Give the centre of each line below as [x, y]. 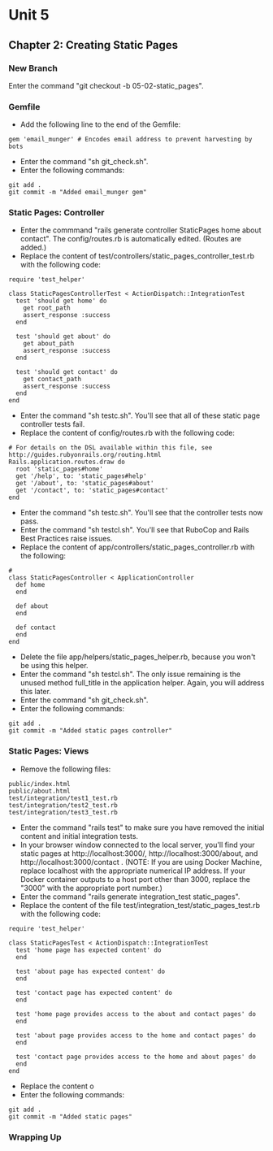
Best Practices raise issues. [66, 539]
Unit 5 [29, 15]
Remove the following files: [65, 769]
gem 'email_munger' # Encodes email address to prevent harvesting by [130, 140]
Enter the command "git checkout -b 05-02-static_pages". [106, 85]
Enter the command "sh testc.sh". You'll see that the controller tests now [141, 513]
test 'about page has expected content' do [90, 971]
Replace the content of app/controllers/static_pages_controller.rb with [137, 547]
